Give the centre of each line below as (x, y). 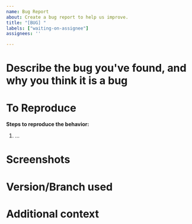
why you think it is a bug (67, 81)
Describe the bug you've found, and (96, 68)
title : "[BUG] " (26, 23)
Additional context (53, 214)
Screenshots (38, 160)
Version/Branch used (60, 187)
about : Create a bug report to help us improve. (67, 17)
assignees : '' (24, 34)
